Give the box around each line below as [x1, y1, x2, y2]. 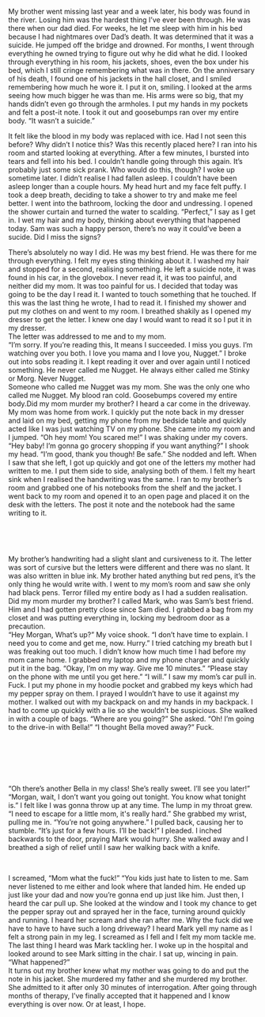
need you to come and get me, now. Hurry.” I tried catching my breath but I [8, 639, 252, 647]
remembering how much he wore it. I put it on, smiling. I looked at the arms [8, 82, 252, 92]
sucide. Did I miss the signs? [8, 233, 101, 241]
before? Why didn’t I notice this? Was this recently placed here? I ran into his [8, 140, 258, 149]
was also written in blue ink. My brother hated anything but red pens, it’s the [8, 571, 256, 580]
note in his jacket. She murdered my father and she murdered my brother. [8, 974, 248, 984]
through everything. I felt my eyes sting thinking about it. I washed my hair [8, 256, 250, 265]
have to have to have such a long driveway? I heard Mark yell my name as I [8, 924, 252, 933]
